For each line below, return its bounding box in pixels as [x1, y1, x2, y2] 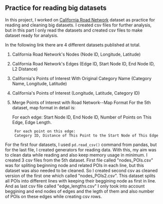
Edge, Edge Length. [12, 119, 52, 125]
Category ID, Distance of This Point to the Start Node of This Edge [14, 133, 159, 138]
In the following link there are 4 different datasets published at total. [5, 41, 141, 48]
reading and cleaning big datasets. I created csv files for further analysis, [5, 22, 152, 28]
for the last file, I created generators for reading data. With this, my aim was [5, 146, 157, 153]
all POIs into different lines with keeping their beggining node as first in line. [5, 178, 157, 184]
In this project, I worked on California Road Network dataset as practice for [5, 17, 155, 22]
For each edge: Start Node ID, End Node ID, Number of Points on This [12, 114, 152, 120]
